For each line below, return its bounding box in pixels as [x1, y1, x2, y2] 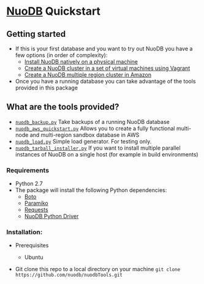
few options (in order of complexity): [15, 52, 108, 59]
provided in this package [15, 84, 78, 91]
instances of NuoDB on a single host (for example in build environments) [15, 150, 198, 158]
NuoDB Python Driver [24, 213, 79, 220]
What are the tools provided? [6, 102, 119, 112]
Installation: [6, 228, 43, 237]
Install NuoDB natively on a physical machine [24, 58, 138, 65]
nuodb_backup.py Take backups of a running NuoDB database [15, 118, 170, 125]
